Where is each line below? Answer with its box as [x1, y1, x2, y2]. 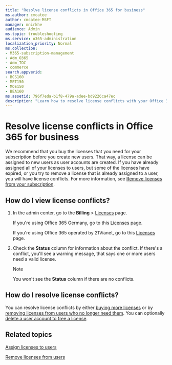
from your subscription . [5, 181, 55, 188]
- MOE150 [5, 84, 24, 89]
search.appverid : [5, 70, 42, 75]
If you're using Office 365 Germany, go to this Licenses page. [12, 220, 143, 226]
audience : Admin [5, 27, 40, 32]
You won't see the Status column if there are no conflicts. [12, 276, 135, 282]
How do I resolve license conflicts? [5, 291, 119, 300]
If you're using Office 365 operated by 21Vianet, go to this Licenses [12, 230, 155, 235]
